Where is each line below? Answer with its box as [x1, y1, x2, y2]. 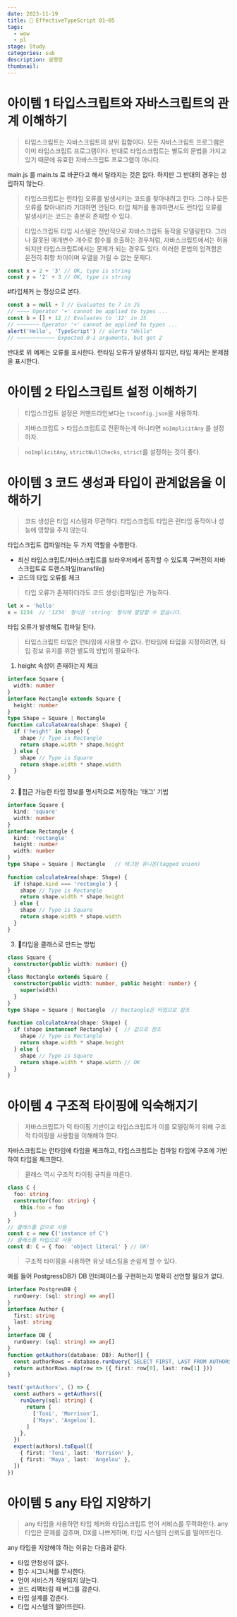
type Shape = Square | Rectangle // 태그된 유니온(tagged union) [7, 861, 201, 868]
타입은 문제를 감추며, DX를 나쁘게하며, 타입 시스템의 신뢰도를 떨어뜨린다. [24, 1528, 224, 1537]
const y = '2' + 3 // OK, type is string [7, 274, 131, 281]
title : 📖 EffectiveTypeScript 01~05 [7, 17, 115, 24]
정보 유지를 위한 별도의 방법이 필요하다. [32, 647, 140, 655]
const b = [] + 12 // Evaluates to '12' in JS [7, 315, 147, 322]
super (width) [20, 987, 59, 994]
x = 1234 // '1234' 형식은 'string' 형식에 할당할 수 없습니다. [7, 609, 183, 616]
